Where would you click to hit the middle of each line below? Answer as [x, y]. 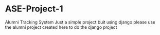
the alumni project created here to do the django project [61, 27]
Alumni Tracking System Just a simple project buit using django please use [80, 22]
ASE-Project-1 [34, 9]
